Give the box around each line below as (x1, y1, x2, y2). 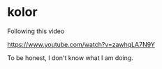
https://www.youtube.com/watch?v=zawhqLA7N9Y (7, 40, 155, 48)
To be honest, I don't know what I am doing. (7, 53, 134, 62)
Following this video (7, 27, 65, 35)
